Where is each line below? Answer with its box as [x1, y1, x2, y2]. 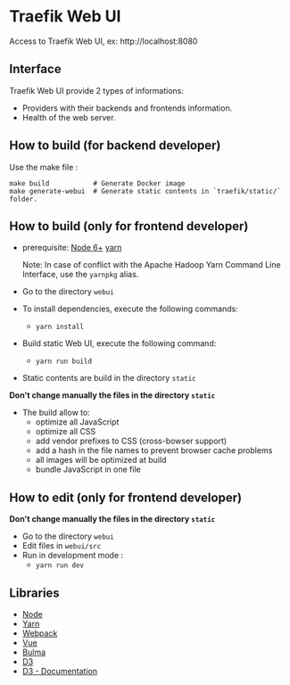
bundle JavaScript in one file [35, 464, 141, 475]
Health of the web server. [21, 111, 116, 122]
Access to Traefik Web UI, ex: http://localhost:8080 [9, 36, 198, 46]
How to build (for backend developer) [9, 138, 221, 153]
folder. [9, 194, 38, 203]
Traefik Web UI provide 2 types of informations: [9, 85, 185, 95]
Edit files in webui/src [21, 541, 102, 551]
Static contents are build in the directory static [21, 373, 196, 384]
